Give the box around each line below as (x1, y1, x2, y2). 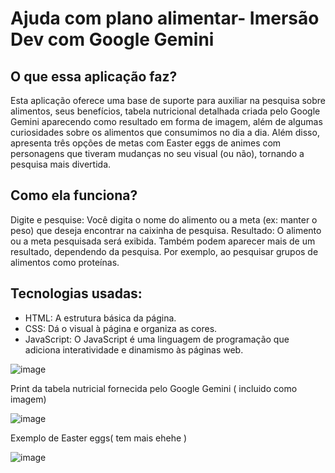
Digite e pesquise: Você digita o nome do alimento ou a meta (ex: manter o (10, 213, 318, 226)
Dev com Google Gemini (10, 28, 215, 51)
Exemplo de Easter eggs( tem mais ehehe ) (10, 432, 188, 444)
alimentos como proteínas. (10, 256, 120, 268)
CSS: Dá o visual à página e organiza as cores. (24, 322, 218, 334)
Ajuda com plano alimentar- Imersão (10, 7, 320, 30)
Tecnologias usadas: (10, 285, 143, 302)
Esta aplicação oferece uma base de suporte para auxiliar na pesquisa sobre (10, 95, 326, 106)
